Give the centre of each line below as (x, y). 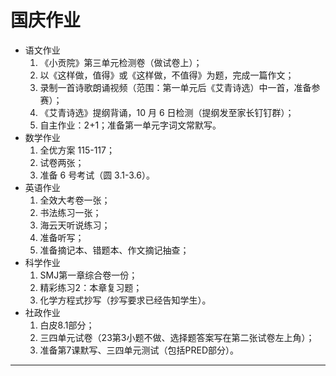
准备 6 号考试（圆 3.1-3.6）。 (97, 175)
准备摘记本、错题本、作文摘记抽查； (114, 250)
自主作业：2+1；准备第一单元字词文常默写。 (130, 125)
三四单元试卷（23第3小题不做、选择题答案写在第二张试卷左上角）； (177, 337)
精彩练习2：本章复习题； (91, 287)
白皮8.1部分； (67, 325)
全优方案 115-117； (77, 150)
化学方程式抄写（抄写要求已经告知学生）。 (125, 300)
